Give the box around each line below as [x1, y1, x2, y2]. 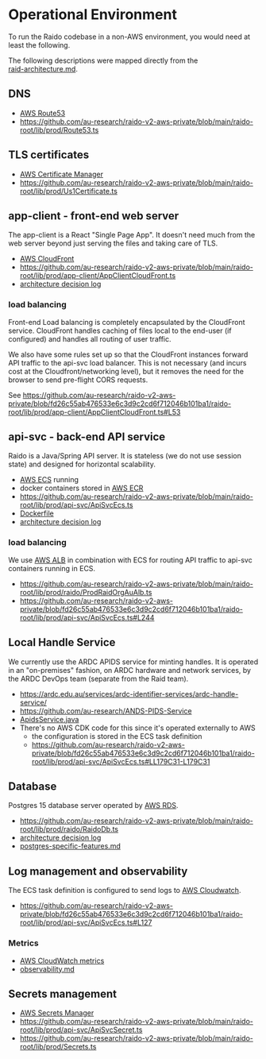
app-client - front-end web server [8, 209, 179, 222]
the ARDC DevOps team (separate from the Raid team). [8, 674, 189, 683]
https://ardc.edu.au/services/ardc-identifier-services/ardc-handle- [19, 689, 239, 698]
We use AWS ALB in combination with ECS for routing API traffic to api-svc [8, 555, 253, 565]
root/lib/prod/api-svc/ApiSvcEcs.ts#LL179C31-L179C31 [31, 756, 210, 766]
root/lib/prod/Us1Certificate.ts [19, 186, 118, 195]
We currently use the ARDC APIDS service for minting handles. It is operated [8, 657, 259, 667]
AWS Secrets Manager [19, 1008, 94, 1018]
